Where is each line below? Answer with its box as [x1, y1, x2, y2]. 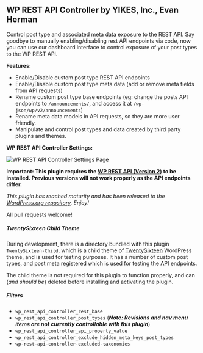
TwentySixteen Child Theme [6, 225, 80, 232]
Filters [6, 292, 23, 299]
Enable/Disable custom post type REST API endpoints [15, 73, 151, 81]
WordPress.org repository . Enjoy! [6, 198, 90, 206]
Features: [6, 62, 32, 69]
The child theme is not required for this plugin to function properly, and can [6, 271, 195, 278]
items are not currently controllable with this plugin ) [15, 320, 151, 327]
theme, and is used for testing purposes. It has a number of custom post [6, 253, 188, 260]
